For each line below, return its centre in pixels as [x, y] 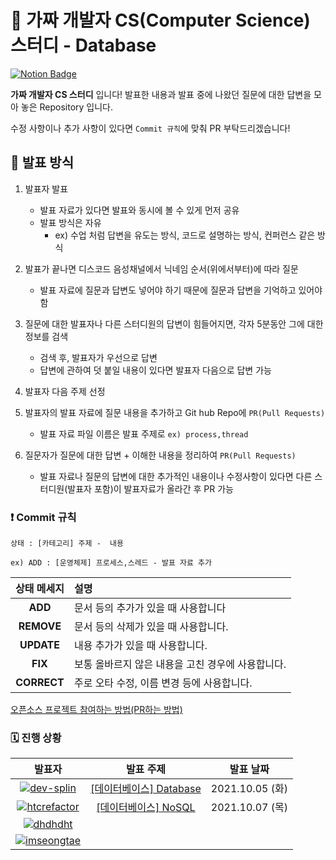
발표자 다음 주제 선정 [65, 391]
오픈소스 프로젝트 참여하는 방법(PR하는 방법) [96, 710]
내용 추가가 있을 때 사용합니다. [140, 646]
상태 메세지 [40, 589]
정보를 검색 [46, 336]
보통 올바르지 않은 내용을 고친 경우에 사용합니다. [180, 664]
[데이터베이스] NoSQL [146, 808]
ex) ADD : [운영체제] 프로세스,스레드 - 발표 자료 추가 [111, 563]
